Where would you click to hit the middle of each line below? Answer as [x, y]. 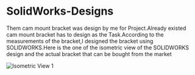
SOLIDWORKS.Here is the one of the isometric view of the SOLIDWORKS [98, 48]
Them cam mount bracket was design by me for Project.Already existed [96, 28]
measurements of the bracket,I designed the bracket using [80, 41]
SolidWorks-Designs [60, 11]
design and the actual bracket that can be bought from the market [89, 54]
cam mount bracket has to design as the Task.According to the [85, 34]
